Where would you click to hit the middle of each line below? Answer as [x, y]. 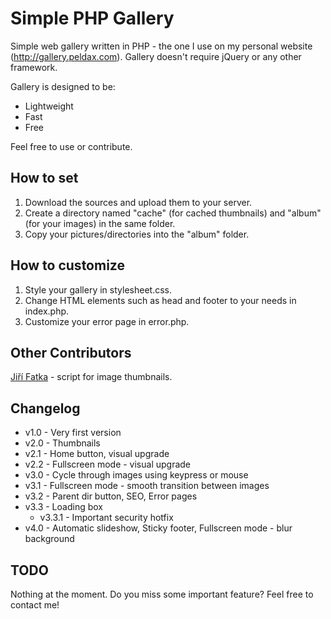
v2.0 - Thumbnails [62, 443]
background [49, 539]
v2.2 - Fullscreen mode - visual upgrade [108, 464]
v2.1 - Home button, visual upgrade [97, 454]
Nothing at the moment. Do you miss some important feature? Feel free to [162, 594]
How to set [44, 178]
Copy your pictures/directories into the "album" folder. [137, 234]
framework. [34, 67]
